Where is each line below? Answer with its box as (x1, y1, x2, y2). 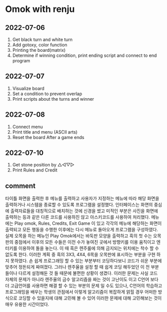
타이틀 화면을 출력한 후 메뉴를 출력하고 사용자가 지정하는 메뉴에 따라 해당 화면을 (5, 195, 160, 201)
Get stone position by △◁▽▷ (12, 162, 75, 168)
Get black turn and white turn (12, 36, 73, 42)
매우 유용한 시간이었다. (5, 302, 49, 308)
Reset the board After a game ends (12, 134, 85, 140)
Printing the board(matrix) (12, 47, 66, 53)
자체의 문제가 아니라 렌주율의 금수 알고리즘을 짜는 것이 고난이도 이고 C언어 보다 (5, 277, 159, 283)
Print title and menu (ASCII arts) (12, 129, 78, 135)
